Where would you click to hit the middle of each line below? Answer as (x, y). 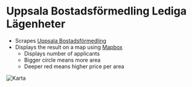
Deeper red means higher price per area (74, 66)
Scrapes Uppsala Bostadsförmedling (61, 40)
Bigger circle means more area (62, 60)
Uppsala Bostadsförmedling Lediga (97, 11)
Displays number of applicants (62, 53)
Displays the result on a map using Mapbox (69, 47)
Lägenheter (36, 24)
